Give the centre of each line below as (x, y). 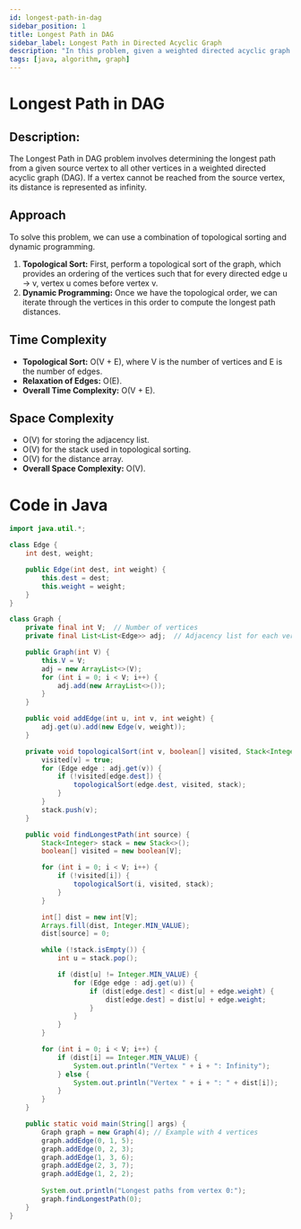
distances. (41, 312)
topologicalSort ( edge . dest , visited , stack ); (159, 785)
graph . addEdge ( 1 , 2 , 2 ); (88, 1174)
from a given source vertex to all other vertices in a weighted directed (138, 168)
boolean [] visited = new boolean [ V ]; (112, 851)
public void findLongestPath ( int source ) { (108, 835)
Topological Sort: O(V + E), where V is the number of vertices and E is (152, 361)
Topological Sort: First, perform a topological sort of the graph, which (151, 264)
